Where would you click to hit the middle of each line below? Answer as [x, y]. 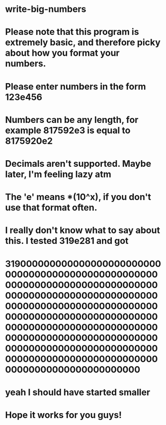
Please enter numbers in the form [76, 86]
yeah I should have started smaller [78, 392]
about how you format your [63, 53]
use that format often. [51, 208]
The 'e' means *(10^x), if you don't [78, 197]
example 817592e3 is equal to [68, 130]
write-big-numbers [46, 9]
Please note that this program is [72, 32]
